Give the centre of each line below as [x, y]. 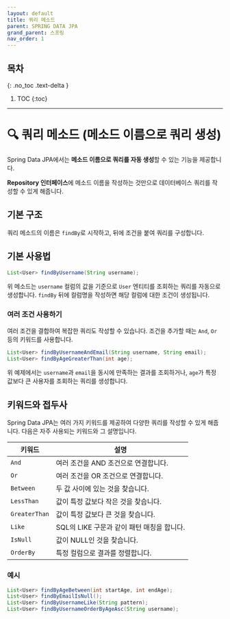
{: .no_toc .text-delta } [38, 85]
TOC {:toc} [32, 98]
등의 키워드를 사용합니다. [40, 339]
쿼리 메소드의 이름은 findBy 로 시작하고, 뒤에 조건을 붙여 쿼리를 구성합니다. [105, 232]
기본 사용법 [29, 257]
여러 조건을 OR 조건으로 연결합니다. [110, 476]
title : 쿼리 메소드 [31, 20]
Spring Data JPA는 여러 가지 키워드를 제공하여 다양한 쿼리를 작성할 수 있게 [107, 423]
